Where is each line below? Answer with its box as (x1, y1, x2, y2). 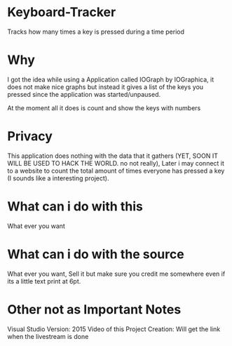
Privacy (7, 128, 53, 145)
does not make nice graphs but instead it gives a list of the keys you (7, 82, 204, 91)
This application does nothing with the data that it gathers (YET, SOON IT (7, 152, 219, 160)
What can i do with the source (7, 246, 184, 262)
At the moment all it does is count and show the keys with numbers (7, 103, 201, 112)
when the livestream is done (7, 332, 89, 340)
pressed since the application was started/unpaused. (7, 90, 161, 98)
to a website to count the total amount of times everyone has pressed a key (7, 166, 225, 175)
